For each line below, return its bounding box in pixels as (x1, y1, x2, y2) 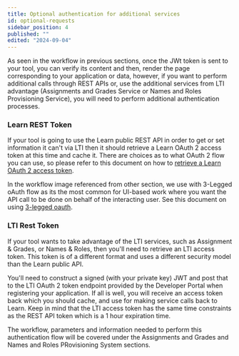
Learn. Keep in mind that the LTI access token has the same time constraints (7, 304, 232, 312)
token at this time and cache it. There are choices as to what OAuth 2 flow (7, 151, 225, 160)
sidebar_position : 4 (7, 24, 69, 31)
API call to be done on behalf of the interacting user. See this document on (7, 195, 227, 204)
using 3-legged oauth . (7, 203, 73, 211)
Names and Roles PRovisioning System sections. (7, 340, 151, 349)
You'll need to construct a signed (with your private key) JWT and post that (7, 273, 228, 282)
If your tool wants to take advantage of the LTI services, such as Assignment (7, 237, 233, 245)
